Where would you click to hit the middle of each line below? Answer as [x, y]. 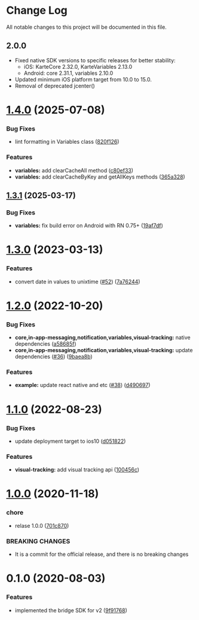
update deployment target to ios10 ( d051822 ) [70, 441]
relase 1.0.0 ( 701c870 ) [42, 525]
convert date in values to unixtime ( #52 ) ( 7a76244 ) [77, 282]
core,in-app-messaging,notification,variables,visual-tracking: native [103, 338]
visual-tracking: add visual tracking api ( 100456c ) [77, 470]
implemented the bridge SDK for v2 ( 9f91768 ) [71, 610]
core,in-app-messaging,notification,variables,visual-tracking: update [104, 350]
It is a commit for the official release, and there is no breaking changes [102, 554]
